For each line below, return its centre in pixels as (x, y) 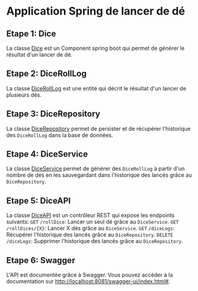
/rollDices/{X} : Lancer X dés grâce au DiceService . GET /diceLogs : (90, 228)
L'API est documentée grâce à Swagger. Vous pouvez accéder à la (90, 275)
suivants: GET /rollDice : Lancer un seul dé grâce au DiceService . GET (93, 222)
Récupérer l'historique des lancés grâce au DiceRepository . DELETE (90, 235)
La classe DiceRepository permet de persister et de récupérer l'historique (98, 128)
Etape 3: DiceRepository (53, 114)
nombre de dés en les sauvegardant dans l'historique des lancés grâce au (99, 175)
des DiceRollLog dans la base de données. (60, 135)
